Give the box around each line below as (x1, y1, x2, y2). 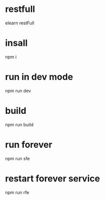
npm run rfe (5, 189, 30, 195)
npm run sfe (5, 155, 30, 161)
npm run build (5, 121, 34, 127)
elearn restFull (5, 20, 35, 26)
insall (5, 37, 28, 49)
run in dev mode (5, 71, 73, 83)
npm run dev (5, 88, 31, 94)
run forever (5, 139, 52, 150)
